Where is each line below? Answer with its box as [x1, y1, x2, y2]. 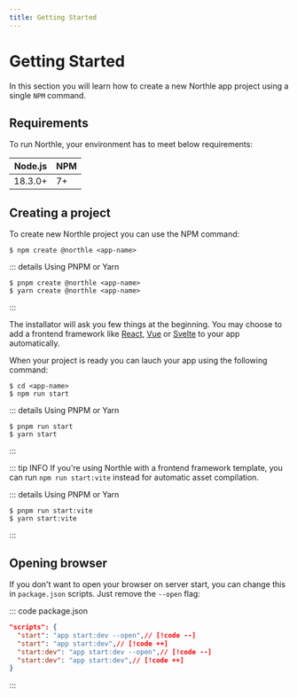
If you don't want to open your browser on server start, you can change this [9, 579, 286, 590]
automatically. [9, 338, 60, 348]
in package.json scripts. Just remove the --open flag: [9, 589, 201, 599]
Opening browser [9, 555, 108, 570]
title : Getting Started [9, 12, 98, 22]
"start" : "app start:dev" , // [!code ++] [17, 639, 168, 648]
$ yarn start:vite [9, 514, 77, 523]
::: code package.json [9, 606, 89, 616]
